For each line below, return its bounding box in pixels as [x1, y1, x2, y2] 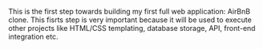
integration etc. [8, 32, 59, 41]
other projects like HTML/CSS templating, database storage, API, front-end [8, 24, 256, 32]
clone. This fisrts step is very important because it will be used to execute [8, 15, 253, 24]
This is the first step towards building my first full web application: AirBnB [8, 7, 251, 16]
